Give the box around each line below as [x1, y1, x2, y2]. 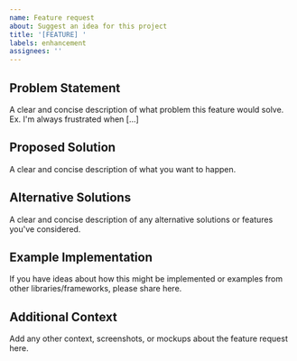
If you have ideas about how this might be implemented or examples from [9, 273, 283, 284]
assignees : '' [9, 47, 63, 56]
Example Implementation [9, 249, 153, 264]
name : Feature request [9, 13, 95, 23]
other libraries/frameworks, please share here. [9, 283, 182, 294]
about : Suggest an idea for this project [9, 22, 168, 31]
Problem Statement [9, 80, 121, 96]
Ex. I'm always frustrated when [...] [9, 114, 140, 125]
